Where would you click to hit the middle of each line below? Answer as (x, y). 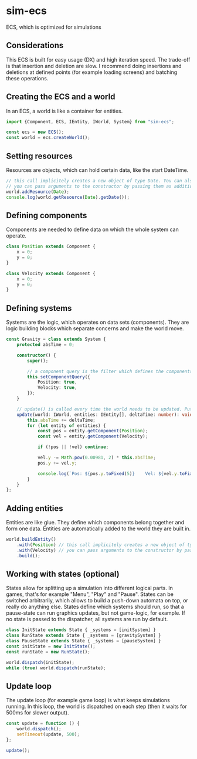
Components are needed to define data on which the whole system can (92, 229)
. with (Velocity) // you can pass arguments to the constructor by (99, 550)
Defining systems (39, 308)
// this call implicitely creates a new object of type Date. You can (94, 181)
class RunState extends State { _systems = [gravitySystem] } (84, 636)
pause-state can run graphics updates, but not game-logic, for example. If (96, 613)
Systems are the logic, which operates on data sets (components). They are (98, 322)
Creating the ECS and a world (61, 97)
